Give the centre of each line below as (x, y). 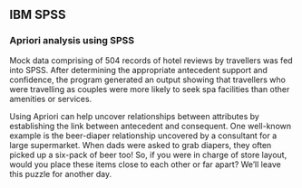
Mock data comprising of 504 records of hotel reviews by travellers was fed (151, 60)
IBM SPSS (38, 15)
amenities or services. (51, 99)
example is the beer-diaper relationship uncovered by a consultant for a (143, 136)
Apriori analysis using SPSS (72, 41)
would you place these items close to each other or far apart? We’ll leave (145, 164)
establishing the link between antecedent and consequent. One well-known (151, 126)
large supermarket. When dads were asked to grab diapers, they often (141, 145)
